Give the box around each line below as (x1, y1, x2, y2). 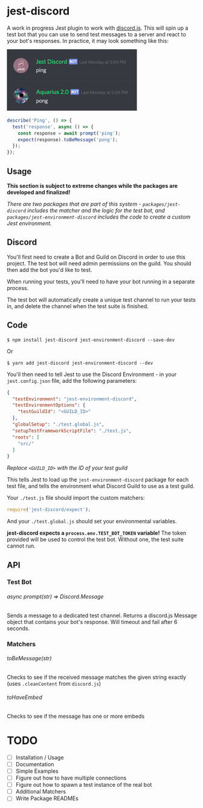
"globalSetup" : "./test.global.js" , (12, 422, 105, 428)
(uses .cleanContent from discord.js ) (7, 680, 101, 687)
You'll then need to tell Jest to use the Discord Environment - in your (7, 371, 177, 378)
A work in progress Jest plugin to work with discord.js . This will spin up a (7, 24, 188, 31)
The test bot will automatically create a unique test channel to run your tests (7, 296, 196, 303)
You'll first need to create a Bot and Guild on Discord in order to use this (7, 253, 186, 260)
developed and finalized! (7, 189, 71, 196)
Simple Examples (15, 767, 59, 775)
